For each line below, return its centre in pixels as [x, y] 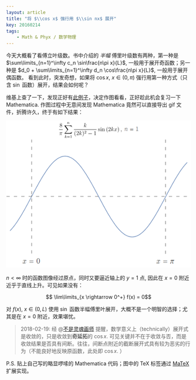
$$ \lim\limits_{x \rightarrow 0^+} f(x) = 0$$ [99, 297]
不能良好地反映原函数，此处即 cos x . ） [78, 351]
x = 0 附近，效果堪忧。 [50, 316]
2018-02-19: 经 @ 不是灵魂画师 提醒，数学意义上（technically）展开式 [104, 329]
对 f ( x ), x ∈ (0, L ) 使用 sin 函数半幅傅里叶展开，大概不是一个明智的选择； [94, 309]
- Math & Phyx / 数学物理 [46, 37]
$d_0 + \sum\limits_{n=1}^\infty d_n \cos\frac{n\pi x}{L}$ [86, 70]
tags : [13, 31]
